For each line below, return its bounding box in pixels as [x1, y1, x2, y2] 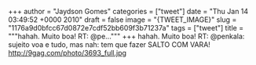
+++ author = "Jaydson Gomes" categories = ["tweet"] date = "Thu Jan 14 [8, 7, 249, 16]
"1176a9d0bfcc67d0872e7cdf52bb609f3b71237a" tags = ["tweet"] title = [8, 23, 244, 32]
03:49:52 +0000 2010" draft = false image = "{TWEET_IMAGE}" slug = [8, 15, 237, 24]
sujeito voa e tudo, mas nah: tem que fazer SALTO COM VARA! [8, 40, 210, 49]
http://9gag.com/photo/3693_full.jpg [8, 49, 127, 57]
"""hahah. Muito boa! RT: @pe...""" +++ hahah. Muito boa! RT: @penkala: [8, 31, 245, 41]
